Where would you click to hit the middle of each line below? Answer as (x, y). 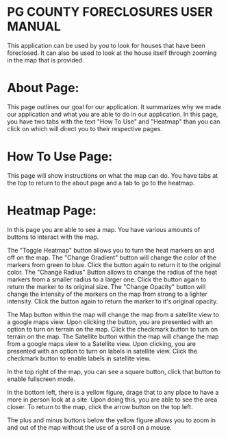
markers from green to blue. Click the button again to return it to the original (114, 264)
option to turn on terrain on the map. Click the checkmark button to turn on (112, 329)
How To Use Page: (60, 157)
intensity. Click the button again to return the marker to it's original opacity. (113, 301)
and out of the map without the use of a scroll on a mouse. (90, 427)
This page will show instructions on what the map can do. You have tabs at (113, 175)
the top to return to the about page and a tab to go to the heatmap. (101, 183)
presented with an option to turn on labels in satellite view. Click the (102, 351)
